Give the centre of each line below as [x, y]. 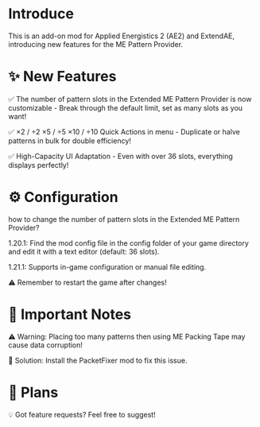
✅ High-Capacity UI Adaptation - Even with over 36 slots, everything [120, 156]
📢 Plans [33, 392]
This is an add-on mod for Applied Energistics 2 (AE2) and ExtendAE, [121, 36]
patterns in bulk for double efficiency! [70, 141]
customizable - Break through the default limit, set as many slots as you [126, 107]
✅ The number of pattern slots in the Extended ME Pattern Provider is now [130, 99]
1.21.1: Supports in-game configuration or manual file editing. [107, 266]
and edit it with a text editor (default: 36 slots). [84, 251]
